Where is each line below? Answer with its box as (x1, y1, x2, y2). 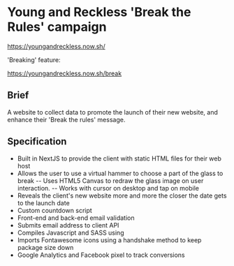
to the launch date (17, 198, 70, 207)
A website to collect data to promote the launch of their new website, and (7, 108, 219, 116)
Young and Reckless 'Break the (7, 4, 191, 20)
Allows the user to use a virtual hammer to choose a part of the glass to (17, 169, 224, 177)
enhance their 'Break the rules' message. (7, 115, 126, 124)
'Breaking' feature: (7, 55, 61, 64)
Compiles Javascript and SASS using (17, 228, 124, 237)
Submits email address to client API (17, 221, 119, 229)
